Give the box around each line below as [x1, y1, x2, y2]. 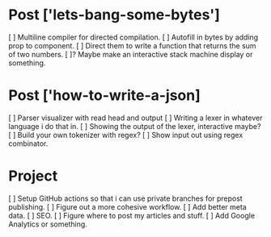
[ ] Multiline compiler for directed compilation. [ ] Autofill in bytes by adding [8, 32, 259, 42]
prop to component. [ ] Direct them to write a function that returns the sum [8, 40, 256, 50]
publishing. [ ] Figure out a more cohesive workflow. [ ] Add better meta [8, 202, 247, 211]
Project [8, 167, 58, 185]
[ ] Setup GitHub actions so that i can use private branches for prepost [8, 193, 243, 203]
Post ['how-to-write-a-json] [8, 86, 201, 105]
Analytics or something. [8, 219, 87, 229]
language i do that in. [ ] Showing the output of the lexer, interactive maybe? [8, 121, 261, 131]
